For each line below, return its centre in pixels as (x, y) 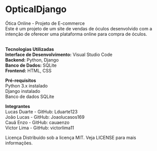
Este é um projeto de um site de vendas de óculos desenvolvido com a (79, 28)
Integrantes (18, 106)
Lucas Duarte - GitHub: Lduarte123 (41, 112)
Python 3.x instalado (27, 86)
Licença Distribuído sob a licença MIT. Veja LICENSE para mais (71, 137)
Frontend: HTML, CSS (29, 70)
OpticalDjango (36, 9)
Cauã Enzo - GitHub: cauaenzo (37, 122)
